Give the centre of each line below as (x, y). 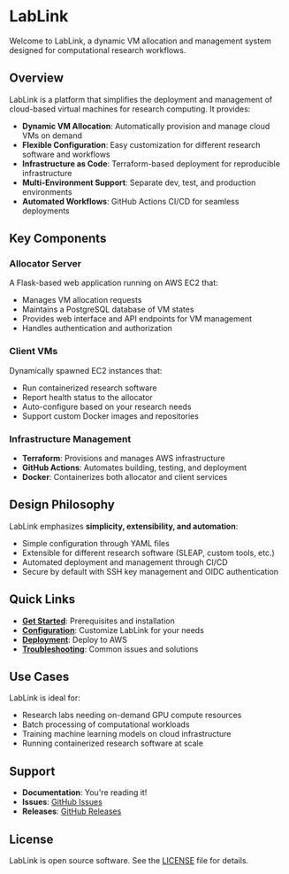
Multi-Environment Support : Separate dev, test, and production (139, 182)
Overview (37, 78)
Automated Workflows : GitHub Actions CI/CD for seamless (130, 201)
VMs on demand (52, 135)
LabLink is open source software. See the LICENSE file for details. (129, 861)
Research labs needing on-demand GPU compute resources (132, 715)
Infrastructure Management (70, 438)
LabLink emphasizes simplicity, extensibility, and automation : (124, 526)
